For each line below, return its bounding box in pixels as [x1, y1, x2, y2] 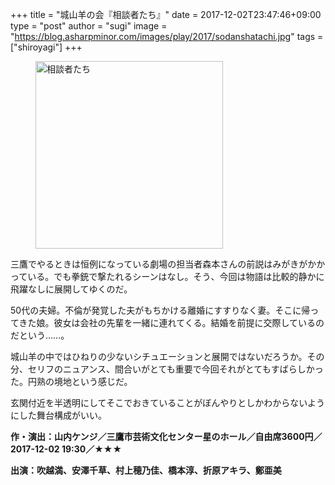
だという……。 [10, 329, 70, 341]
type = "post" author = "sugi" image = [10, 20, 168, 32]
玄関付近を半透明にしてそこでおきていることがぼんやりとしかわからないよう [10, 397, 325, 408]
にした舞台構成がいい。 [10, 409, 107, 421]
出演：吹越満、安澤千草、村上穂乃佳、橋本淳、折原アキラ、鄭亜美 [10, 464, 282, 476]
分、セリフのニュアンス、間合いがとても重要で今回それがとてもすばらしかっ [10, 363, 324, 375]
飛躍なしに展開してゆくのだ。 [10, 283, 133, 295]
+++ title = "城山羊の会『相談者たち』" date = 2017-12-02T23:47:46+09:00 [10, 9, 322, 20]
